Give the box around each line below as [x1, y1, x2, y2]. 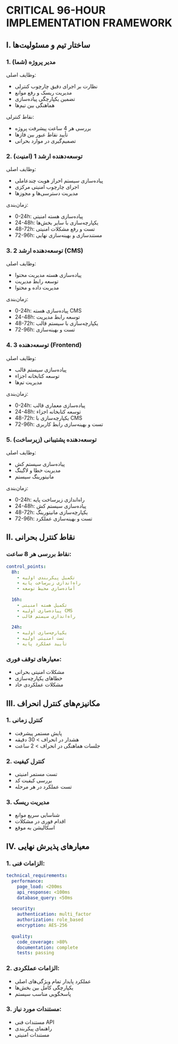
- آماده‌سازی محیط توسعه [17, 586, 76, 592]
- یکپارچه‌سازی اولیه [17, 630, 68, 636]
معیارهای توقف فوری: [6, 655, 62, 663]
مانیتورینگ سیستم [14, 473, 55, 480]
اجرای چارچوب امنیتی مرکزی [14, 184, 79, 191]
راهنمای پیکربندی [14, 1024, 52, 1032]
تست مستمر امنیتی [14, 771, 58, 778]
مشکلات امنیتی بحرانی [14, 668, 65, 676]
